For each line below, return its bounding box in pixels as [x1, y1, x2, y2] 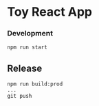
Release [7, 62, 43, 74]
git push [7, 93, 32, 100]
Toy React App [7, 4, 93, 20]
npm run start [7, 44, 48, 51]
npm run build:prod [7, 81, 63, 88]
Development [7, 29, 54, 38]
